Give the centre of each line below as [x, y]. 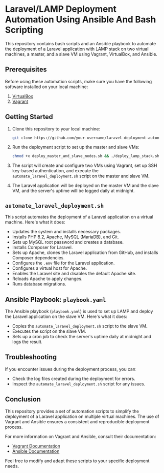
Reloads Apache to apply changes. [47, 279]
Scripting [24, 30]
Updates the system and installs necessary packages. [67, 232]
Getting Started [29, 117]
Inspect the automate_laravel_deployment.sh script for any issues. [79, 384]
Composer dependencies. [38, 258]
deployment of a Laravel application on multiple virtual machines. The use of [82, 416]
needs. [12, 466]
